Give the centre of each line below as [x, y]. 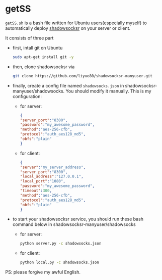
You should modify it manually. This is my [109, 91]
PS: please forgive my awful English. [43, 272]
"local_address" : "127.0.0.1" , [52, 177]
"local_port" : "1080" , [43, 181]
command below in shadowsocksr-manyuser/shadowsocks [74, 224]
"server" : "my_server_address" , [53, 167]
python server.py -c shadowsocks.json [61, 244]
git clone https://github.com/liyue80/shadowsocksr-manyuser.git [82, 76]
